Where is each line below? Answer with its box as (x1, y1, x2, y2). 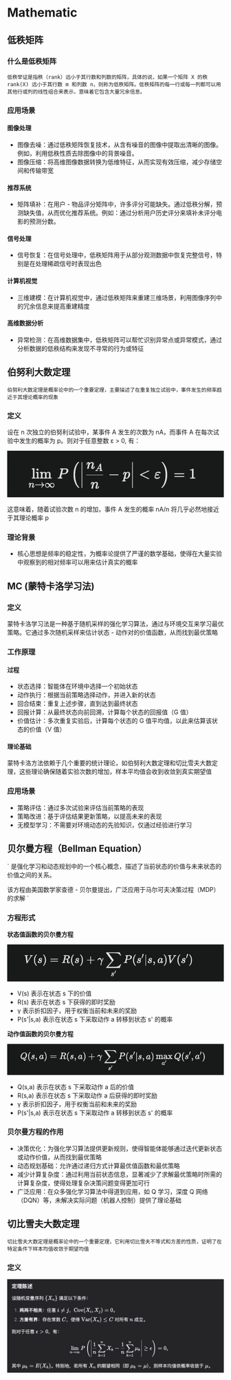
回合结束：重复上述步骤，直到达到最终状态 (16, 700, 138, 708)
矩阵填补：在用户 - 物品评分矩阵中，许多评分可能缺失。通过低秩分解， (16, 200, 217, 208)
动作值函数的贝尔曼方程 (7, 1030, 74, 1038)
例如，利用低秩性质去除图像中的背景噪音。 (16, 150, 138, 157)
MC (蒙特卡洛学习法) (7, 580, 95, 592)
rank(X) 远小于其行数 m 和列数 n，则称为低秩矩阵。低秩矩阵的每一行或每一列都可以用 (7, 81, 221, 88)
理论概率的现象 (22, 394, 58, 400)
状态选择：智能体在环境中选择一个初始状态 (16, 682, 138, 691)
